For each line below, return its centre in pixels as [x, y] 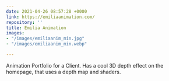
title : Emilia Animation [36, 28]
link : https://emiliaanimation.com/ [50, 17]
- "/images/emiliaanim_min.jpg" [45, 38]
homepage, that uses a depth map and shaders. [64, 72]
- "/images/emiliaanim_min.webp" [47, 44]
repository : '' [24, 22]
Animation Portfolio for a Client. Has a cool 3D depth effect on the [85, 65]
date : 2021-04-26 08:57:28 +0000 [47, 11]
